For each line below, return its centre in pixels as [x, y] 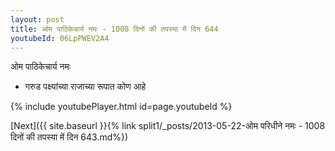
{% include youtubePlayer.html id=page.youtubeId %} [121, 107]
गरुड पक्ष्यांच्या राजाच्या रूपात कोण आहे [85, 87]
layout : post [37, 19]
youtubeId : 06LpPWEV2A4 [60, 38]
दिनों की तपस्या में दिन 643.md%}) [69, 137]
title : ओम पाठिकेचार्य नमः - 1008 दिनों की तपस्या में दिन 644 [114, 29]
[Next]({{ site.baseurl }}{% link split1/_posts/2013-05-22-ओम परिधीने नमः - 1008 [168, 126]
